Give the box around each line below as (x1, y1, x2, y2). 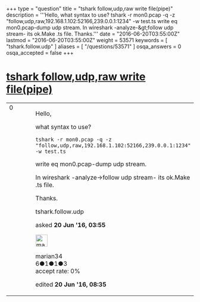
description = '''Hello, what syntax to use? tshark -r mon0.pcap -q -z (6, 11, 176, 18)
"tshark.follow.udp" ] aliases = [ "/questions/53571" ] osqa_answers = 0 (6, 43, 182, 50)
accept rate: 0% (35, 267, 80, 275)
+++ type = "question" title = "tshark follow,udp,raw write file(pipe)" (6, 5, 173, 12)
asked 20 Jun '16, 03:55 (35, 221, 106, 229)
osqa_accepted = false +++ (6, 49, 74, 56)
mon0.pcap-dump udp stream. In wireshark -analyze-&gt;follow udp (6, 24, 174, 31)
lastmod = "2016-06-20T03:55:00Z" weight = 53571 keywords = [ (6, 37, 168, 43)
